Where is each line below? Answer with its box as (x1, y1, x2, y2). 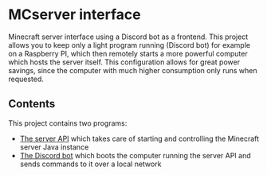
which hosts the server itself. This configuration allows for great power (8, 57, 241, 67)
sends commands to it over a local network (19, 159, 162, 169)
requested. (8, 74, 44, 84)
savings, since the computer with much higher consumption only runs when (8, 65, 257, 75)
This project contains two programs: (8, 118, 128, 128)
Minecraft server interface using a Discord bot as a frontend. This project (8, 32, 249, 41)
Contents (8, 97, 56, 111)
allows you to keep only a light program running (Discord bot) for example (8, 40, 251, 49)
